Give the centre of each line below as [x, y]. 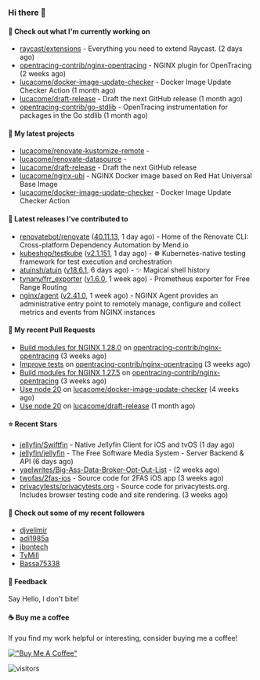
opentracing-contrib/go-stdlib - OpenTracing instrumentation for [124, 107]
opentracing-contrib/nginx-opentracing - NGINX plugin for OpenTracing [135, 65]
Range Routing [43, 287]
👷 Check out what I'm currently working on [79, 31]
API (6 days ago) [47, 461]
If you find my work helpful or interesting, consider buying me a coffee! [123, 638]
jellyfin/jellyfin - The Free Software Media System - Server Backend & [132, 453]
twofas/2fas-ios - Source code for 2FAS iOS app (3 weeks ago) [122, 477]
